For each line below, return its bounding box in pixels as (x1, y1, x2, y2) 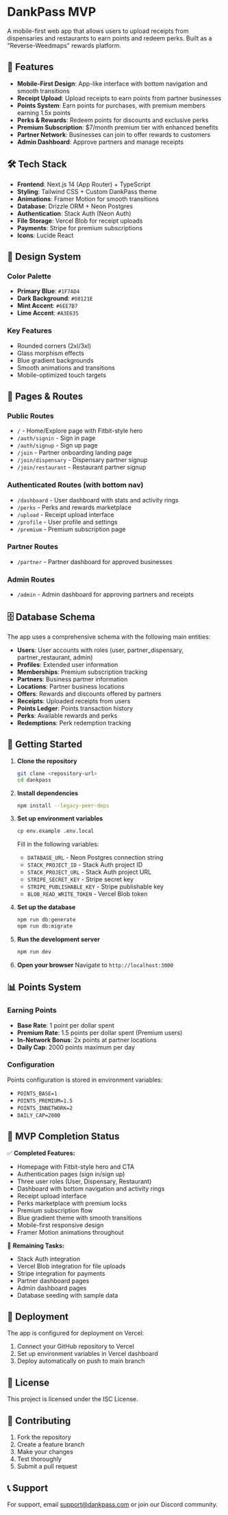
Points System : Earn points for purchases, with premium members (16, 101, 205, 110)
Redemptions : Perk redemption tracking (16, 718, 131, 727)
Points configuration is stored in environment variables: (7, 1076, 163, 1084)
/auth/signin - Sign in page (16, 434, 96, 442)
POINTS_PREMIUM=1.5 (16, 1098, 73, 1104)
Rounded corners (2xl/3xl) (16, 341, 92, 350)
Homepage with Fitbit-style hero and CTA (16, 1163, 135, 1171)
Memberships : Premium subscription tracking (16, 668, 148, 676)
